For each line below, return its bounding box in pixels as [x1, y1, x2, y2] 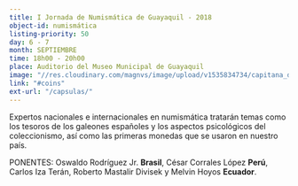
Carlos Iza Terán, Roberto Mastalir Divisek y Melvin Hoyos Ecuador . [9, 166, 257, 177]
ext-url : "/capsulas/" [9, 87, 93, 96]
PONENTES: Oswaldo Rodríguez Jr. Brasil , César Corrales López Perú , [9, 157, 269, 167]
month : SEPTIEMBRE [9, 46, 77, 55]
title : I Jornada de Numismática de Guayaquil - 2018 [9, 12, 213, 22]
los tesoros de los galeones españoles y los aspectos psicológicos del [9, 120, 266, 131]
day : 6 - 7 [9, 37, 50, 47]
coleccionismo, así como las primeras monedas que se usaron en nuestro [9, 130, 278, 141]
